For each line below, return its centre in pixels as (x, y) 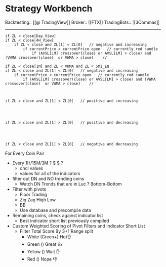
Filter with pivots (29, 189)
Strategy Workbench (49, 9)
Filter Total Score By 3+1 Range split (56, 231)
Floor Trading (33, 194)
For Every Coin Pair (25, 153)
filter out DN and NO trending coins (48, 178)
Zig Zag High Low (38, 200)
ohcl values (31, 168)
